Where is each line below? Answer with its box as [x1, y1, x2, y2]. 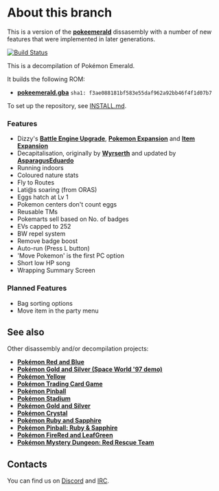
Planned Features [7, 284, 67, 293]
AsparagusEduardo [16, 156, 74, 165]
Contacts [7, 458, 48, 470]
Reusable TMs [16, 208, 58, 216]
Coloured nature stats [16, 171, 79, 180]
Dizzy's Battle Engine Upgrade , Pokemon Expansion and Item [16, 134, 196, 143]
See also [7, 326, 45, 338]
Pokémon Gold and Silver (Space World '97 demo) [16, 365, 163, 373]
